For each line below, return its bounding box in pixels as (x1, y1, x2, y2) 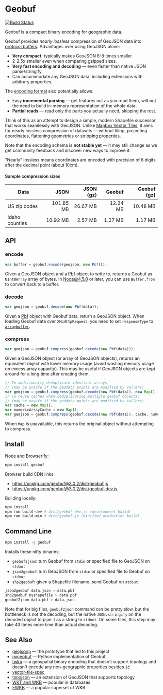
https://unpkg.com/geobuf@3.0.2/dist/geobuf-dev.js (12, 485, 117, 492)
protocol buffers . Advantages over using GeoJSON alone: (5, 43, 120, 49)
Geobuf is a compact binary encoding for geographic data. (5, 29, 123, 35)
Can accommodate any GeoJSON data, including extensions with (12, 73, 143, 79)
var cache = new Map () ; (5, 403, 53, 408)
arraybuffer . (5, 323, 31, 329)
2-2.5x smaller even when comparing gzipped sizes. (12, 58, 117, 64)
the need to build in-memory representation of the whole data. (12, 103, 137, 108)
